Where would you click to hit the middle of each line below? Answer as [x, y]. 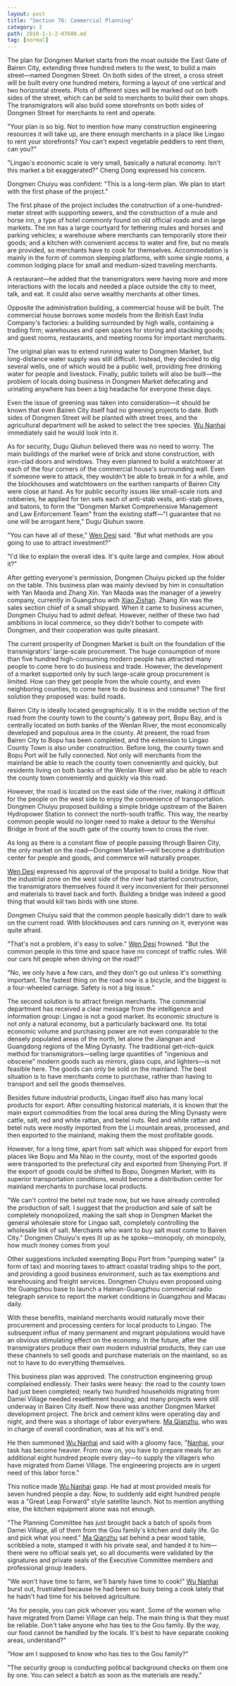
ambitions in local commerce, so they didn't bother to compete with [105, 623]
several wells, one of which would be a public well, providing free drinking [114, 367]
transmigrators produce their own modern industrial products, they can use [117, 1348]
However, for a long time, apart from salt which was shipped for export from [118, 1149]
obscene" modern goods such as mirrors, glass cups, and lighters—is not [114, 1062]
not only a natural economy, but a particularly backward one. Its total [107, 1024]
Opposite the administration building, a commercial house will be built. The [116, 308]
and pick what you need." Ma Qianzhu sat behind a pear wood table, [106, 1538]
